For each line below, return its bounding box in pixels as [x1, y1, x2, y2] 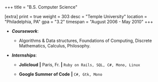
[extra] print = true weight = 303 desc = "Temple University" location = [4, 14, 147, 19]
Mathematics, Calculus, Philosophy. [19, 43, 91, 48]
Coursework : [11, 28, 39, 34]
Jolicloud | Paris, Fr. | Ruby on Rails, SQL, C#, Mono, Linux [19, 62, 140, 67]
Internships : [11, 52, 37, 58]
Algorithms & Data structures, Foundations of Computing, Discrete [19, 38, 152, 43]
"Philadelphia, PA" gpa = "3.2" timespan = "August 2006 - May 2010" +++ [4, 19, 154, 24]
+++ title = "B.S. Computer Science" [4, 4, 78, 10]
